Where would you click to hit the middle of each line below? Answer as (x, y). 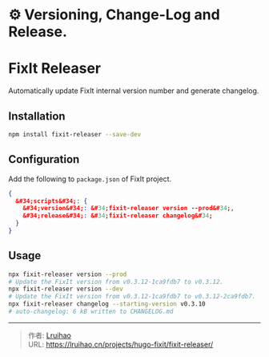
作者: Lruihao (50, 335)
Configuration (44, 159)
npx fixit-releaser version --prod (68, 274)
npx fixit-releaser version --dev (66, 289)
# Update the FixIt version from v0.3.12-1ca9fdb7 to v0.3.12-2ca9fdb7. (132, 297)
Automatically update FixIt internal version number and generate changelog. (134, 91)
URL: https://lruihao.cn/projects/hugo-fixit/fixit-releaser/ (120, 344)
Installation (37, 116)
